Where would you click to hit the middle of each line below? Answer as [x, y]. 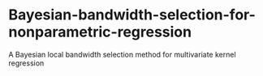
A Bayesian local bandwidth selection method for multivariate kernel [123, 54]
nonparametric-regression [100, 32]
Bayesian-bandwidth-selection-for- [132, 15]
